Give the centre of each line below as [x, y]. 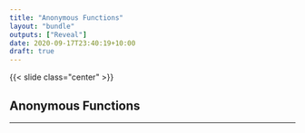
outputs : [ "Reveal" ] [49, 34]
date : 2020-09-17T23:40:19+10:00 [73, 43]
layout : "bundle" [42, 26]
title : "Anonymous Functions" [67, 18]
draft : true [32, 52]
